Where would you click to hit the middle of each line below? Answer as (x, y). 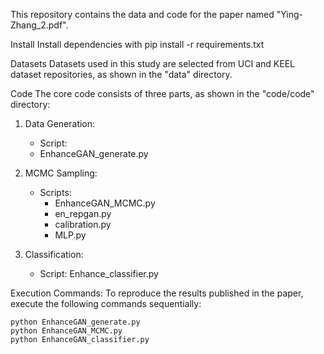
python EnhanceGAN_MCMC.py (66, 331)
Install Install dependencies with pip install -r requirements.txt (137, 44)
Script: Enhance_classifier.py (99, 273)
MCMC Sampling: (61, 173)
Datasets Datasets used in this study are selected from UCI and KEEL (152, 63)
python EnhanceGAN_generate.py (75, 322)
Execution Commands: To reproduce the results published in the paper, (157, 293)
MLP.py (70, 235)
